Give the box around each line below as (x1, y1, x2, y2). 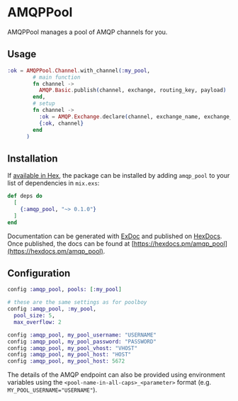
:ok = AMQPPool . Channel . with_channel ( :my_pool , (7, 67, 151, 74)
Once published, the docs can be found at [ (7, 239, 135, 248)
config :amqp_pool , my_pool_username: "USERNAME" (7, 331, 157, 339)
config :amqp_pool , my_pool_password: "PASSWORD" (7, 338, 157, 345)
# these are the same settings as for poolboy (7, 299, 147, 306)
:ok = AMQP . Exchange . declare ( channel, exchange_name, (38, 113, 201, 120)
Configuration (7, 267, 71, 279)
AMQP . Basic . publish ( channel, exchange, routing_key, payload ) (38, 86, 227, 94)
